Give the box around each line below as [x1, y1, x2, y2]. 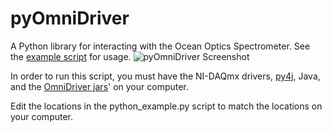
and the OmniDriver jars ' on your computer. [10, 80, 189, 92]
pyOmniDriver [10, 7, 130, 30]
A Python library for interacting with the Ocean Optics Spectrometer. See [10, 40, 311, 52]
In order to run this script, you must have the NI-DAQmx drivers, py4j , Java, [10, 70, 321, 82]
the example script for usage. [10, 50, 132, 62]
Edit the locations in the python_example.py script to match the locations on [10, 100, 323, 112]
